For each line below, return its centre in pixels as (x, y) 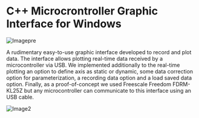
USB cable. (20, 97)
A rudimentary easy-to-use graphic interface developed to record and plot (99, 52)
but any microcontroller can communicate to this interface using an (108, 90)
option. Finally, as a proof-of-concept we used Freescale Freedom (89, 84)
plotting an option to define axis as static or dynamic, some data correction (100, 71)
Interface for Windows (64, 24)
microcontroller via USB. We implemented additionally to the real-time (93, 65)
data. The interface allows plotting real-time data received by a (85, 58)
